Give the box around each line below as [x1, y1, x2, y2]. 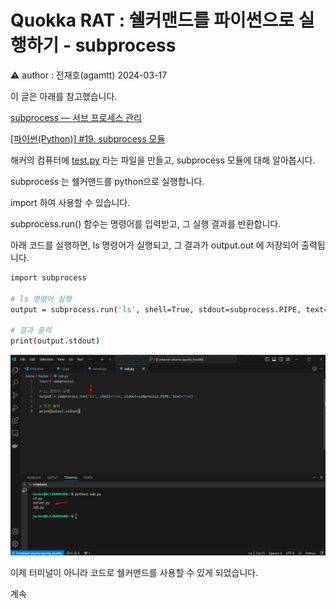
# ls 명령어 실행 [10, 294, 72, 304]
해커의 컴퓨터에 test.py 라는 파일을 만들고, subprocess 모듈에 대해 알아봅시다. [10, 154, 316, 166]
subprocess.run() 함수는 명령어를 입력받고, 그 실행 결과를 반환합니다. [10, 217, 282, 230]
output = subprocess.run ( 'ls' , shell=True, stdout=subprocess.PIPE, [10, 304, 302, 315]
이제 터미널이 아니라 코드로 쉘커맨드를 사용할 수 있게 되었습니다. [10, 567, 259, 579]
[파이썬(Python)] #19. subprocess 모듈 [10, 132, 166, 145]
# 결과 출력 [10, 326, 52, 336]
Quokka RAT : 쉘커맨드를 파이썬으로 [10, 9, 295, 32]
